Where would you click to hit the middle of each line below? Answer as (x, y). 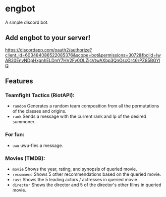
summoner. (24, 122)
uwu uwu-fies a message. (38, 145)
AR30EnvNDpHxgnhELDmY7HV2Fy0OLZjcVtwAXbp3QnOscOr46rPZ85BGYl (83, 60)
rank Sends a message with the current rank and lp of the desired (79, 116)
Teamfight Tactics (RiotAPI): (40, 96)
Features (19, 81)
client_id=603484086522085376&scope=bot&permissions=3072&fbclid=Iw (83, 55)
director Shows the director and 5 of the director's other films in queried (87, 185)
